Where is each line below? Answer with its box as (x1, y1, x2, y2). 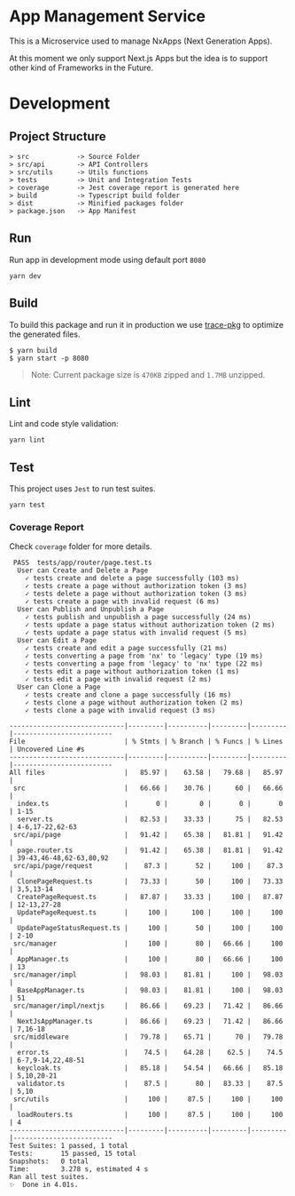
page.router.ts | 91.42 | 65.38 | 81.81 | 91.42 (17, 846, 283, 855)
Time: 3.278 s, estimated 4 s (9, 1165, 149, 1174)
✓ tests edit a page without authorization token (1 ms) (25, 667, 240, 676)
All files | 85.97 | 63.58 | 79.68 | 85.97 (9, 769, 283, 777)
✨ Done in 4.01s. (9, 1180, 79, 1190)
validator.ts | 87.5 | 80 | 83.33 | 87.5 (17, 1080, 283, 1088)
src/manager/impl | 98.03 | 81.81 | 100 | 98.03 (12, 970, 283, 979)
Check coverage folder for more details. (9, 541, 152, 552)
